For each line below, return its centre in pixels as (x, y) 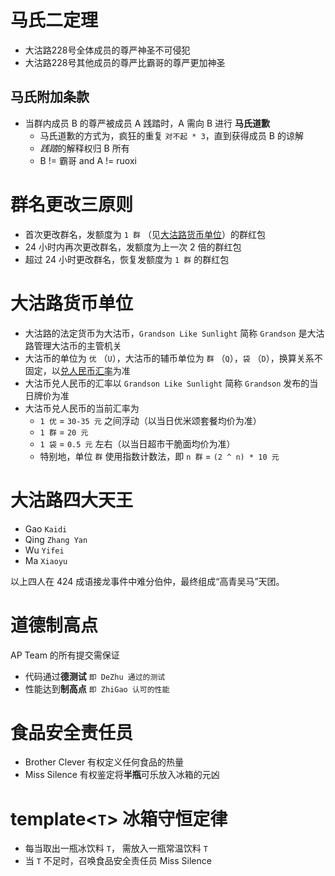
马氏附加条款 (50, 97)
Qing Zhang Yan (56, 539)
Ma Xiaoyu (46, 560)
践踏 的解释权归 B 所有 (84, 148)
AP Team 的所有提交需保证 (65, 655)
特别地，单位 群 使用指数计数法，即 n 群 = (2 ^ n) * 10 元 (159, 456)
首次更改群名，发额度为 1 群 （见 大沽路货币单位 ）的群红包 (145, 234)
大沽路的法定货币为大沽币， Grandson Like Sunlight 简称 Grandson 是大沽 (174, 333)
